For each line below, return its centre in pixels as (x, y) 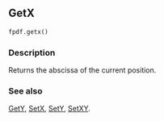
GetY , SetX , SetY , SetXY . (50, 109)
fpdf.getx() (28, 31)
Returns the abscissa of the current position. (82, 70)
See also (25, 90)
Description (32, 52)
